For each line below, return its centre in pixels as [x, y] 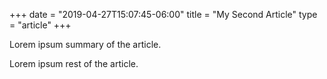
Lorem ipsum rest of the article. [74, 63]
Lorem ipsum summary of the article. [85, 44]
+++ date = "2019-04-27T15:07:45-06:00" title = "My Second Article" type [163, 14]
